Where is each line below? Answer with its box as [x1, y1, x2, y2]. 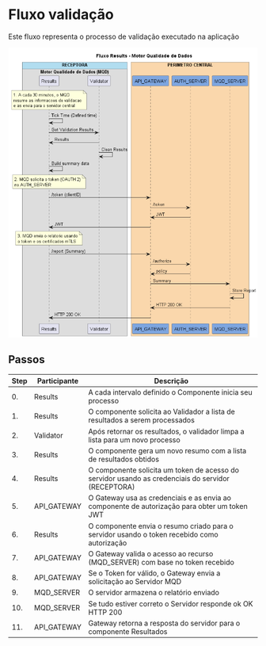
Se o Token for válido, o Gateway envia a [88, 568, 221, 578]
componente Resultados [88, 626, 168, 636]
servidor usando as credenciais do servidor [88, 474, 230, 484]
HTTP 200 [88, 607, 123, 617]
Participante [36, 376, 79, 385]
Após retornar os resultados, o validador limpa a [88, 426, 245, 436]
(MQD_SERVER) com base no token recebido [88, 557, 235, 567]
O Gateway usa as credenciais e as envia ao [88, 493, 232, 503]
